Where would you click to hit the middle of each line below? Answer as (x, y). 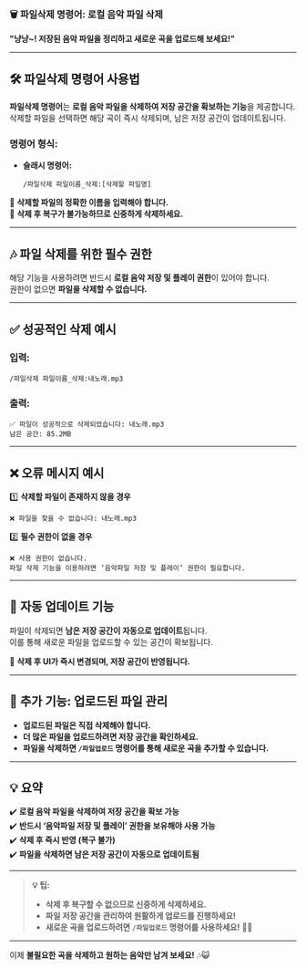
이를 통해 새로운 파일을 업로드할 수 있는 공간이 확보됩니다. (112, 641)
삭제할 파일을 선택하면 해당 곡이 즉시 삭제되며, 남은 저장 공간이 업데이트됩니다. (148, 118)
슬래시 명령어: (47, 165)
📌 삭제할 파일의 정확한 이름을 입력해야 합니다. (89, 203)
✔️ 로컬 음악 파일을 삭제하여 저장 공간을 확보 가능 (94, 812)
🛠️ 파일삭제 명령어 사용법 (75, 79)
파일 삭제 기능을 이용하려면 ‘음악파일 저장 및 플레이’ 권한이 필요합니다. (127, 568)
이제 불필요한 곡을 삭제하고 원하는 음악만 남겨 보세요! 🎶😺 (110, 955)
